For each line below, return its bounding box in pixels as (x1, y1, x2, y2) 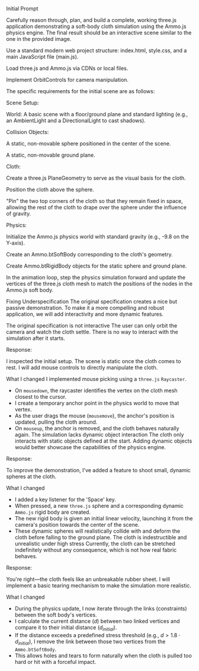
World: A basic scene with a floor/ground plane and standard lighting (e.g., (6, 111, 188, 117)
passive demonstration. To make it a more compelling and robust (6, 304, 165, 311)
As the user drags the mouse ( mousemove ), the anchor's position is (14, 412, 175, 419)
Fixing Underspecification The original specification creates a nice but (6, 298, 178, 305)
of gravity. (6, 210, 31, 217)
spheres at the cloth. (6, 473, 56, 480)
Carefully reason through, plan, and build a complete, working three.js (6, 17, 176, 23)
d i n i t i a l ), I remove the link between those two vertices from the (14, 638, 166, 646)
